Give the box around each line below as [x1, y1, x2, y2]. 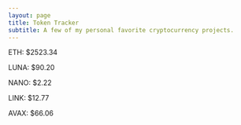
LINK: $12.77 [8, 94, 50, 103]
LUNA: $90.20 [8, 63, 55, 72]
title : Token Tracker [8, 19, 80, 27]
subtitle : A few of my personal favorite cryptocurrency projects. [8, 26, 235, 34]
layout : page [8, 11, 51, 20]
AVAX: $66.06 [8, 108, 54, 118]
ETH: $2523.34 [8, 48, 57, 57]
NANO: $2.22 [8, 78, 53, 87]
